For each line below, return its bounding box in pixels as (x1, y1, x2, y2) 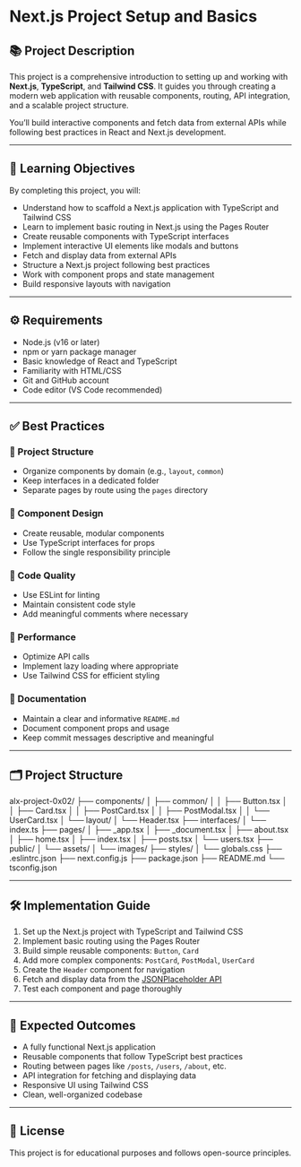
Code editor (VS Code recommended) (21, 384, 163, 395)
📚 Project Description (9, 43, 135, 58)
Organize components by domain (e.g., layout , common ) (21, 466, 224, 477)
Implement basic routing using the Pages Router (21, 936, 200, 947)
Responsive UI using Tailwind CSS (21, 1079, 150, 1090)
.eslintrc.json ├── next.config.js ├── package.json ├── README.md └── (9, 853, 285, 864)
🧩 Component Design (9, 507, 104, 520)
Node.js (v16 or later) (21, 336, 100, 347)
